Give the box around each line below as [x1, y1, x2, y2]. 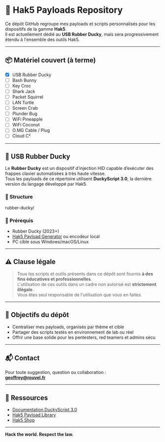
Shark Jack [12, 88, 35, 94]
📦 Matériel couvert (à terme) [5, 56, 96, 65]
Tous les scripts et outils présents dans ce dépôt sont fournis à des [17, 271, 153, 277]
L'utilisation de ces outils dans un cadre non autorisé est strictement [17, 281, 157, 287]
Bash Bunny [12, 77, 37, 83]
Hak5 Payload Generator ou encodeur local [12, 233, 100, 239]
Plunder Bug [12, 111, 38, 117]
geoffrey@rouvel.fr [5, 375, 46, 381]
